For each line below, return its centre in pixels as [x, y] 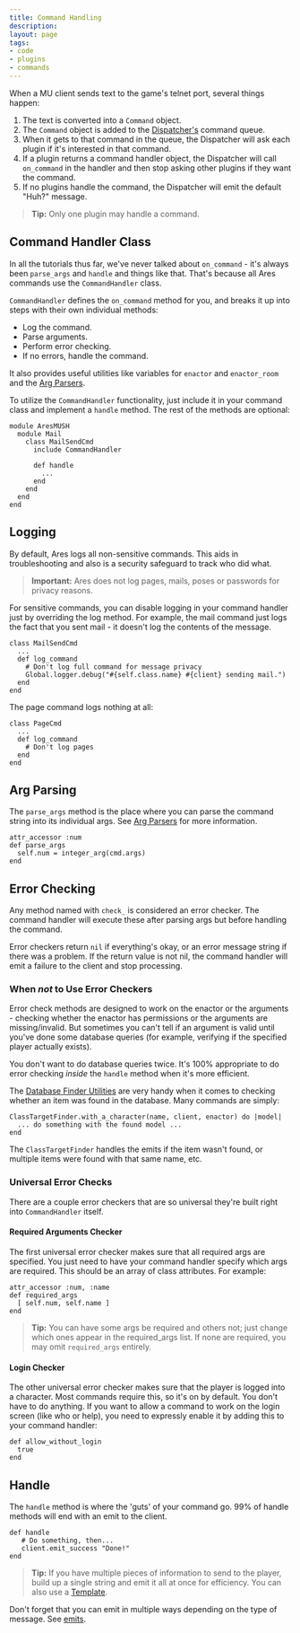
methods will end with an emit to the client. [88, 1516]
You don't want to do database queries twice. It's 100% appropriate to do [144, 1064]
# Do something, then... [68, 1541]
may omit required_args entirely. [91, 1347]
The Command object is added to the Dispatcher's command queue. [144, 129]
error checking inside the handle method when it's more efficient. [129, 1074]
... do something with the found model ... [99, 1125]
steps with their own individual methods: [84, 310]
